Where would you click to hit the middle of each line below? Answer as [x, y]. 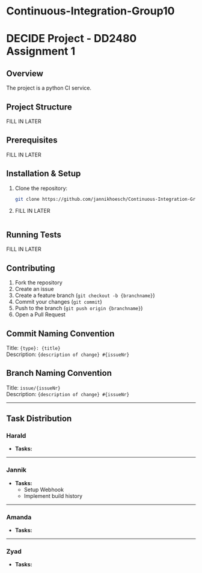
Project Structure [39, 107]
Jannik [17, 470]
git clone [27, 199]
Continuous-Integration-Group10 [90, 11]
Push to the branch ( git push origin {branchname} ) [79, 308]
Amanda [19, 517]
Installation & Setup [44, 173]
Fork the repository [39, 283]
